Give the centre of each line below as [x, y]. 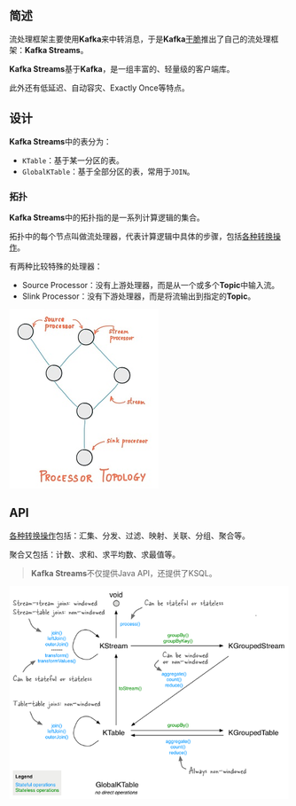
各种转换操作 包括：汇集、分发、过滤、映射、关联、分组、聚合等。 [129, 536]
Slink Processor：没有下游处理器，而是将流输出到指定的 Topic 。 [139, 296]
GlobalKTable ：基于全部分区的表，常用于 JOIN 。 [108, 171]
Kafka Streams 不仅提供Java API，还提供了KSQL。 [124, 573]
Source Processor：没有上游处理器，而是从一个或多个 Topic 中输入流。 [151, 285]
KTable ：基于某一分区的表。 [73, 160]
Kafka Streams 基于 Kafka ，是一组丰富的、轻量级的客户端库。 [122, 68]
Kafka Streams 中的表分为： [61, 141]
